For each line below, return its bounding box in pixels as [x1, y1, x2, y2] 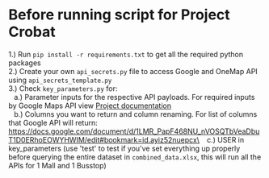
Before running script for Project [8, 6, 230, 24]
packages [8, 58, 42, 68]
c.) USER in [207, 135, 245, 144]
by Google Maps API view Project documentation [8, 101, 172, 110]
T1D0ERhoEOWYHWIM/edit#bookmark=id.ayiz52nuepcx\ [8, 135, 200, 144]
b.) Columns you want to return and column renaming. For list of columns [13, 109, 258, 118]
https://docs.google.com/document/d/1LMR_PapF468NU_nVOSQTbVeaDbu [8, 126, 260, 136]
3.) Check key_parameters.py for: [8, 83, 118, 93]
